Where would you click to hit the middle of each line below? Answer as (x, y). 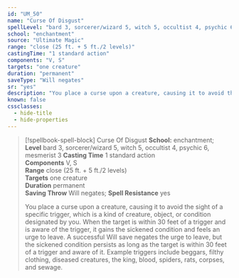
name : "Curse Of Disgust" (46, 21)
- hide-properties (41, 119)
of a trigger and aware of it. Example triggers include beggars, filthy (124, 252)
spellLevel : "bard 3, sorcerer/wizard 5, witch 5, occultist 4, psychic (117, 27)
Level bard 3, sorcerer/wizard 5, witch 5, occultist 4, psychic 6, (117, 147)
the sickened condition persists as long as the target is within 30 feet (126, 244)
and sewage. (43, 267)
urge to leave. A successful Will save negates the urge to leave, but (123, 237)
